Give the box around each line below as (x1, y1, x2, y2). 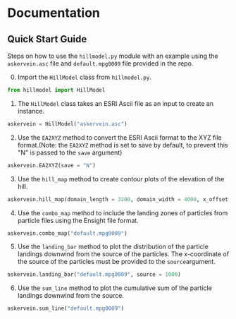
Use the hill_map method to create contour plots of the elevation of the (17, 174, 225, 183)
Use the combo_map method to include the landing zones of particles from (17, 208, 228, 217)
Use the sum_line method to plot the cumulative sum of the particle (17, 284, 213, 292)
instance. (17, 107, 44, 115)
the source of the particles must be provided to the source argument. (17, 258, 216, 266)
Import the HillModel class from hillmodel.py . (17, 73, 151, 81)
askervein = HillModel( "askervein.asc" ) (7, 120, 128, 128)
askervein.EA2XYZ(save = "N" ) (7, 162, 97, 169)
